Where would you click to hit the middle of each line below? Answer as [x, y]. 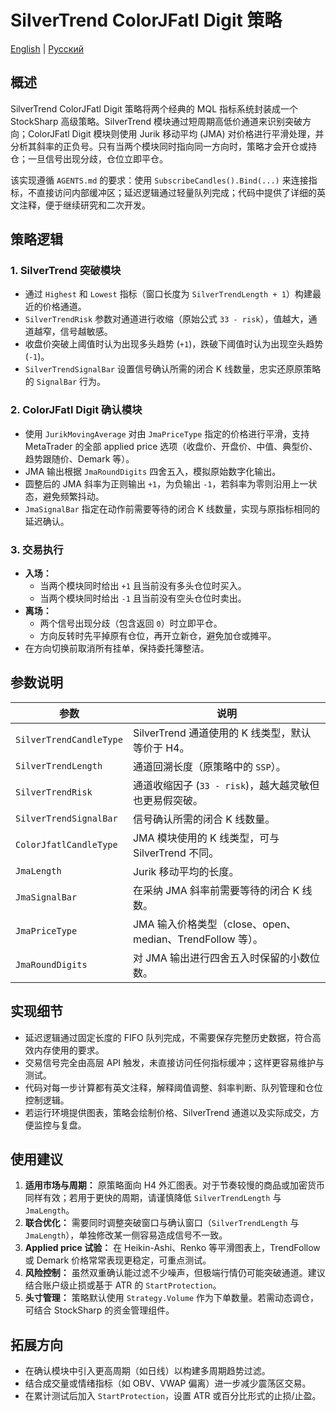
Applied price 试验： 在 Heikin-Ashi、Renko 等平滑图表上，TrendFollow [172, 1248]
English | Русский [47, 48]
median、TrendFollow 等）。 [197, 939]
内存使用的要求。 [69, 1050]
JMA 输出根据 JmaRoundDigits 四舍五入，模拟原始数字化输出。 [153, 471]
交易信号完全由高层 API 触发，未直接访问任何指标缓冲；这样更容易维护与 [174, 1062]
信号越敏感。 [86, 332]
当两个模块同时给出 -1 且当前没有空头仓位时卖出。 [143, 598]
